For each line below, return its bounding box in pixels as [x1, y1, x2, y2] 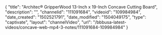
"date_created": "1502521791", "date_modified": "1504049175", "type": [5, 14, 146, 20]
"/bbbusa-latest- [93, 19, 126, 25]
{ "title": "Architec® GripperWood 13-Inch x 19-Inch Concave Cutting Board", [5, 4, 158, 10]
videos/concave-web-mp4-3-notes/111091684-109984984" [5, 24, 126, 30]
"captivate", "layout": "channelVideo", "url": [5, 19, 92, 25]
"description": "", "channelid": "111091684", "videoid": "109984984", [5, 9, 142, 15]
